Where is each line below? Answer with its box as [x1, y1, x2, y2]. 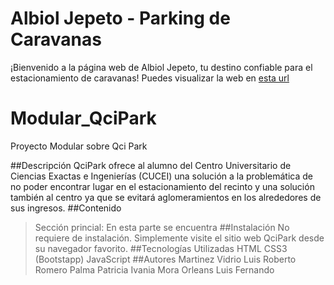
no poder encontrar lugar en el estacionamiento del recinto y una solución [10, 180, 315, 192]
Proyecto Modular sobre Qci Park [10, 140, 148, 152]
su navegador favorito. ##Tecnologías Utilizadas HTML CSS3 [34, 242, 288, 254]
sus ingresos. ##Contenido [10, 202, 122, 214]
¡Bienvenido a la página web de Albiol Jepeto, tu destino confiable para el [10, 61, 313, 73]
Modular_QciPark [10, 107, 157, 130]
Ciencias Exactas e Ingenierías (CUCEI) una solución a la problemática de [10, 170, 313, 182]
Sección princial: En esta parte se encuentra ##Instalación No [34, 221, 290, 233]
